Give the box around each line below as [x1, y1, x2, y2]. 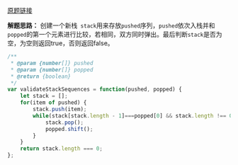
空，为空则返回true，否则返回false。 [7, 39, 115, 47]
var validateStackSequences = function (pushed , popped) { [7, 86, 182, 93]
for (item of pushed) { [20, 99, 87, 106]
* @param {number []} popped [10, 66, 93, 73]
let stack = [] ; [20, 93, 69, 100]
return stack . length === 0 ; [20, 145, 103, 152]
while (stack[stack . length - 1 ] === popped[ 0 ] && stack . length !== [33, 112, 227, 119]
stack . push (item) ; [33, 106, 87, 113]
